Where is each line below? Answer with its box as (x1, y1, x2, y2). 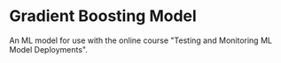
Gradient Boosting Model (9, 6, 197, 26)
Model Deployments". (9, 44, 89, 54)
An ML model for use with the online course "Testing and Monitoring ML (9, 35, 273, 45)
